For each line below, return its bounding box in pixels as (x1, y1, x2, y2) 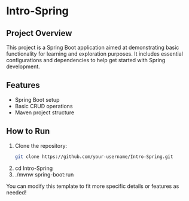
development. (6, 63, 40, 70)
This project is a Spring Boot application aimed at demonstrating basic (6, 44, 179, 51)
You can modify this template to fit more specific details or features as (6, 182, 179, 190)
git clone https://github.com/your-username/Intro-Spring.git (14, 154, 173, 160)
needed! (6, 188, 27, 196)
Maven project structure (14, 109, 75, 116)
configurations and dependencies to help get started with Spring (6, 57, 166, 63)
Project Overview (6, 28, 72, 38)
